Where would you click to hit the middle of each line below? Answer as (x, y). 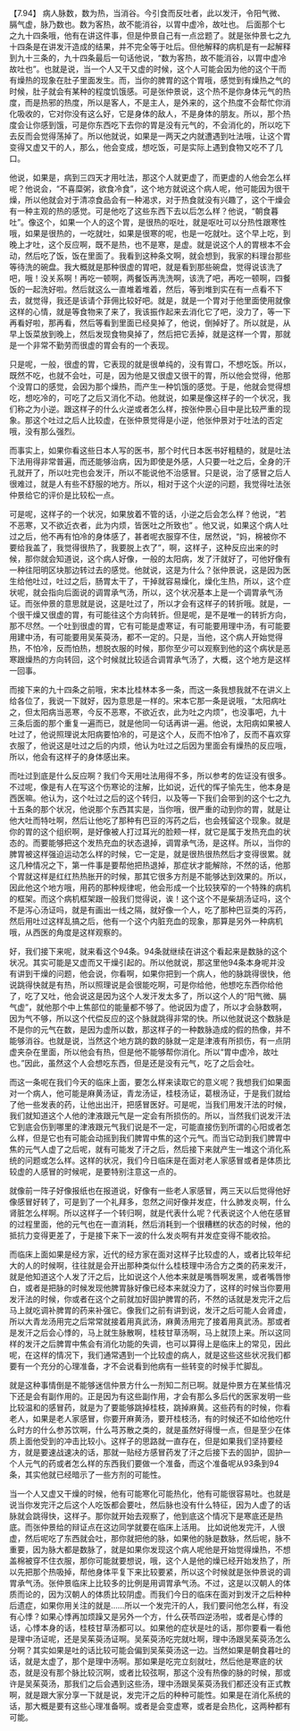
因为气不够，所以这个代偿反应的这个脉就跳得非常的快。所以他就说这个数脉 (146, 1018)
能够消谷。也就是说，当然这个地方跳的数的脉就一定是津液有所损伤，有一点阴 (150, 1041)
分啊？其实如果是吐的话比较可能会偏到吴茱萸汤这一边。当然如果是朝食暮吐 (146, 1650)
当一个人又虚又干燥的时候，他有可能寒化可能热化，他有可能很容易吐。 (138, 1493)
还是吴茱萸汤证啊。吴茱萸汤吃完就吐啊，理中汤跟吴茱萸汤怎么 (177, 1639)
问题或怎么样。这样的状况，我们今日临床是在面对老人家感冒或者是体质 (154, 1160)
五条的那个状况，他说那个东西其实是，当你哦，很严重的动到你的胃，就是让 (154, 809)
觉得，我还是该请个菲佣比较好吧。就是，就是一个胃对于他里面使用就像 (162, 301)
